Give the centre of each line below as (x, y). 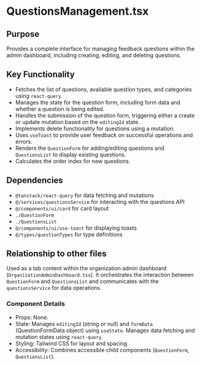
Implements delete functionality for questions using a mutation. (95, 128)
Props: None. (32, 317)
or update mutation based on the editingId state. (77, 122)
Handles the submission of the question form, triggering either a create (105, 115)
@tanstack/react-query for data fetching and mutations (85, 195)
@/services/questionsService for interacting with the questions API (100, 201)
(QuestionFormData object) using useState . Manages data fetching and (105, 330)
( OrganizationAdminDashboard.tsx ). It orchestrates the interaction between (100, 275)
